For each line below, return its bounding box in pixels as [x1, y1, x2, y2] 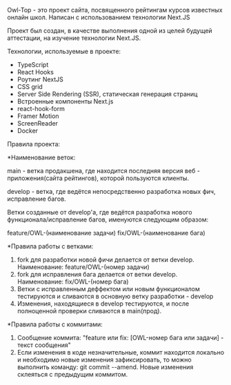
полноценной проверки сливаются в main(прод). [17, 307, 162, 315]
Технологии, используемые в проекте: [7, 48, 121, 55]
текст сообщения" [17, 341, 71, 349]
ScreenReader [17, 119, 59, 127]
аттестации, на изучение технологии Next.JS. [7, 34, 141, 42]
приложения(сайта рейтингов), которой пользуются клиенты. [7, 174, 190, 182]
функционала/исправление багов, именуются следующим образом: [7, 215, 209, 224]
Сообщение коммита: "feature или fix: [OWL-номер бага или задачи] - [17, 334, 224, 342]
